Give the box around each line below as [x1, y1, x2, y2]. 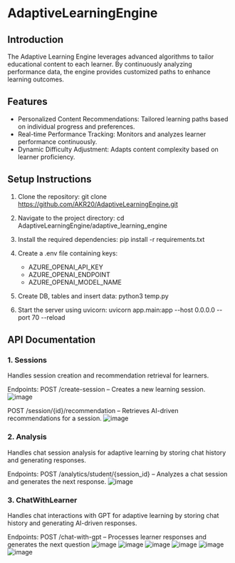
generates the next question [7, 540, 90, 549]
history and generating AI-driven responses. [7, 519, 137, 527]
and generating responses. [7, 455, 87, 465]
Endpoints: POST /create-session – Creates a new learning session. [7, 385, 206, 394]
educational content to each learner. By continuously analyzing [7, 60, 192, 69]
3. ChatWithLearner [7, 494, 78, 504]
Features [7, 96, 48, 108]
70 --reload [31, 313, 66, 322]
